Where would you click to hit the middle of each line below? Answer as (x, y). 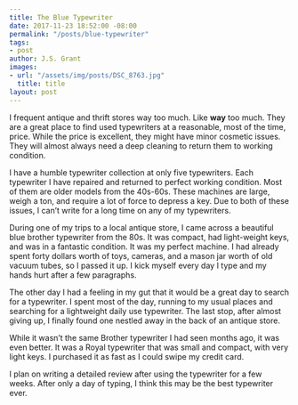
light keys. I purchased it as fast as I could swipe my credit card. (127, 356)
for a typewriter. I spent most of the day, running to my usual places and (141, 301)
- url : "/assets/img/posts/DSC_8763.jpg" (87, 76)
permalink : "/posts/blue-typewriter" (79, 34)
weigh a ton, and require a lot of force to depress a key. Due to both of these (149, 200)
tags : (19, 42)
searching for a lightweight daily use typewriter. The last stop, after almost (145, 311)
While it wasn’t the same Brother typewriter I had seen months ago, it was (145, 337)
